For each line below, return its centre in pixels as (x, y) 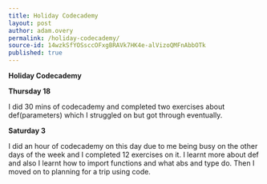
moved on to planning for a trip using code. (79, 172)
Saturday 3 (27, 130)
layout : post (30, 23)
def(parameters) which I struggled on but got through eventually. (115, 115)
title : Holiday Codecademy (53, 16)
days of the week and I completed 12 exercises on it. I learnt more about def (133, 154)
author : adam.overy (41, 30)
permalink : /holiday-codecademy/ (64, 38)
